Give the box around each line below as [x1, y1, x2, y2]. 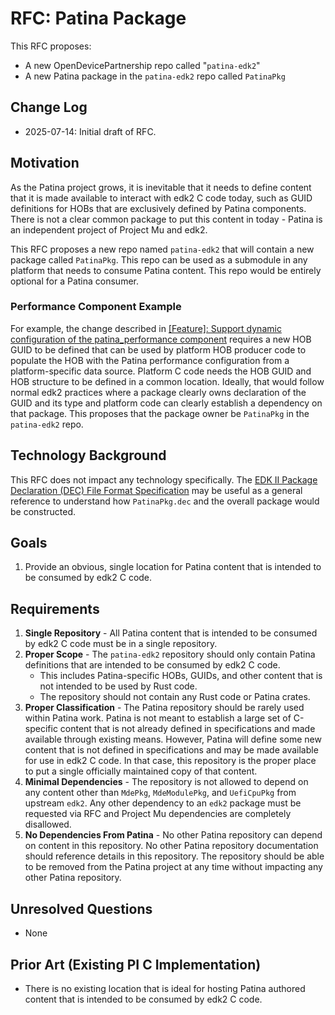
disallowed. [24, 818, 72, 831]
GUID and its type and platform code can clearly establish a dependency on [10, 397, 323, 409]
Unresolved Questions [10, 900, 153, 917]
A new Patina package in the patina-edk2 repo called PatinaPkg [24, 70, 286, 82]
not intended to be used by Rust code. [39, 680, 198, 692]
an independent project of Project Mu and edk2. [10, 223, 208, 236]
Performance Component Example [10, 300, 182, 314]
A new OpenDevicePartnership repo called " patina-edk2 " [24, 59, 261, 71]
